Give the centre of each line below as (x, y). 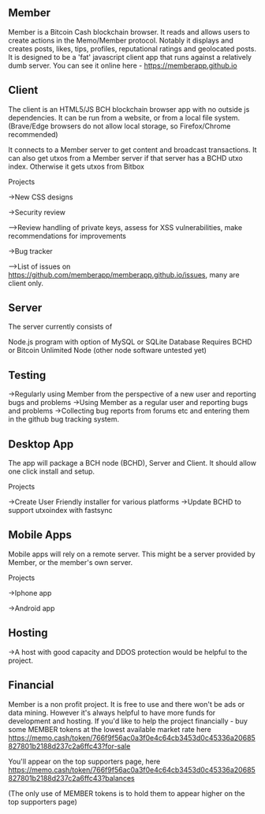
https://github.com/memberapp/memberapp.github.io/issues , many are (124, 274)
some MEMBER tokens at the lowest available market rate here (110, 729)
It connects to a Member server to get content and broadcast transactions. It (132, 150)
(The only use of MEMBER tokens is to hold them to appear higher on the (127, 793)
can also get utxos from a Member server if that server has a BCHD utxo (125, 158)
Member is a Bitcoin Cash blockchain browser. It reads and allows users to (129, 32)
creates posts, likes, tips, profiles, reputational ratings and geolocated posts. (132, 48)
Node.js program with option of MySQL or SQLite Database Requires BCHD (130, 342)
